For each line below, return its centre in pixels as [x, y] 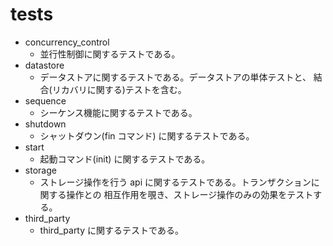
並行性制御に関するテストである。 [110, 54]
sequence [45, 100]
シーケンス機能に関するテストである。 [118, 112]
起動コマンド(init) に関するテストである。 [125, 159]
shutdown [45, 124]
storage [40, 170]
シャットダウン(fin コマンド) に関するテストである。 [147, 135]
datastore [44, 65]
